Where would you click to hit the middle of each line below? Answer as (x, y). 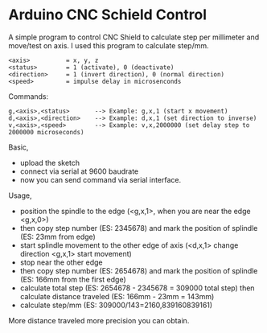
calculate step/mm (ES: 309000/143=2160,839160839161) (116, 305)
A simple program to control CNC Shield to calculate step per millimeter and (134, 37)
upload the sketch (50, 162)
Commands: (29, 96)
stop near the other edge (61, 262)
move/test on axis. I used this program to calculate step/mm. (109, 45)
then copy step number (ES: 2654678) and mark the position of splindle (139, 270)
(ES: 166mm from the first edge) (73, 279)
